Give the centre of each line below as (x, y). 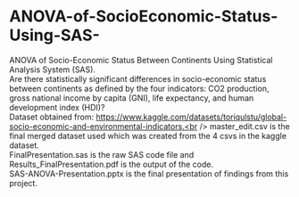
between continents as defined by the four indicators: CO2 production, (139, 88)
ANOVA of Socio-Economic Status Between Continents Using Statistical (141, 60)
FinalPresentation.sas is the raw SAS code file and (102, 154)
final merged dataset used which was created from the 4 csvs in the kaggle (148, 135)
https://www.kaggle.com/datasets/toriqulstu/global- (191, 117)
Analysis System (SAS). (53, 70)
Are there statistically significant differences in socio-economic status (138, 78)
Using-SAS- (54, 35)
